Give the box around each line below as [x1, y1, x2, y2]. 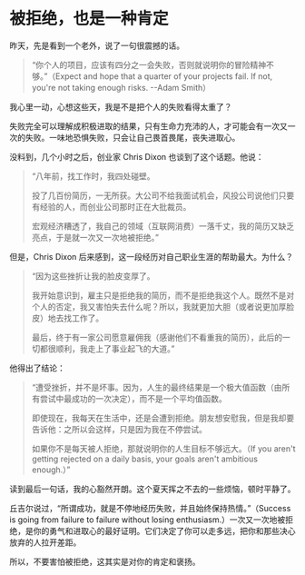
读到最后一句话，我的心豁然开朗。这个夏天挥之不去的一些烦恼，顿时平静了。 [9, 483, 296, 494]
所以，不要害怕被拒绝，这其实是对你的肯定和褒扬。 [9, 556, 201, 567]
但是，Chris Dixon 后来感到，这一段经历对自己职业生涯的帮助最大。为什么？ [9, 251, 294, 262]
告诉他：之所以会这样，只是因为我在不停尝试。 [31, 423, 207, 434]
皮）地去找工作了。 [31, 312, 104, 323]
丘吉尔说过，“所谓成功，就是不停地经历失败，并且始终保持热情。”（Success [9, 502, 291, 513]
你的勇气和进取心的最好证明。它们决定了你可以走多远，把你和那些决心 [33, 525, 296, 536]
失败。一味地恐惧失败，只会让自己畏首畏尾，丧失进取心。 [25, 132, 241, 143]
